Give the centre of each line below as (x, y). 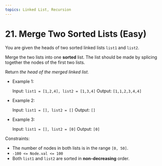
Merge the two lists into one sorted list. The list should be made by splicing (81, 57)
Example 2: (24, 100)
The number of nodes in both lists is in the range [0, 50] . (70, 148)
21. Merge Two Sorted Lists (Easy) (76, 34)
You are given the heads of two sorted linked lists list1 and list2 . (72, 48)
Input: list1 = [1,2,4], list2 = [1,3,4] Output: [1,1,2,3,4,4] (77, 91)
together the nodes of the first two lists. (45, 62)
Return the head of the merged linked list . (47, 72)
